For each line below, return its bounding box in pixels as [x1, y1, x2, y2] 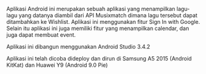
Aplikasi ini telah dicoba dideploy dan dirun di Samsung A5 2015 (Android [6, 55, 192, 62]
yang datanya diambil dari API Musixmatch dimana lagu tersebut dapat [18, 12, 198, 19]
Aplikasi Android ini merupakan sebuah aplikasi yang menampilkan [6, 6, 175, 12]
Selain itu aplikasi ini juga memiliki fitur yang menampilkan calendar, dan [6, 24, 189, 32]
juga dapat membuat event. [6, 31, 76, 39]
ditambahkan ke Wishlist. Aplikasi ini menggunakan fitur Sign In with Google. [6, 18, 200, 25]
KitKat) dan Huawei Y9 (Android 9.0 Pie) [6, 61, 108, 68]
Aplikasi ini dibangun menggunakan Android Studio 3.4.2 [6, 43, 151, 50]
